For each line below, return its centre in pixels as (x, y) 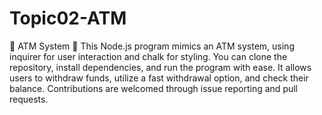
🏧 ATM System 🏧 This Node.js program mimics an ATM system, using (152, 46)
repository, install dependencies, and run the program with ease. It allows (160, 67)
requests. (29, 99)
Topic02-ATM (68, 18)
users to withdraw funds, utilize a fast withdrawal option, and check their (159, 78)
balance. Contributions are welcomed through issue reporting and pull (154, 88)
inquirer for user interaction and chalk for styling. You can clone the (148, 56)
